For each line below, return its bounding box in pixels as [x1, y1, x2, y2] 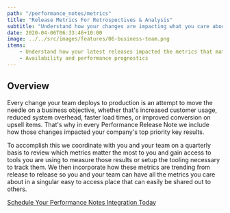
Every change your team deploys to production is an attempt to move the [7, 98, 214, 106]
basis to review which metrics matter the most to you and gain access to [7, 148, 212, 157]
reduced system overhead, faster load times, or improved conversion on [7, 113, 211, 121]
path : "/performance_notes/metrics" [7, 10, 112, 17]
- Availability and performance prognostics [19, 55, 149, 62]
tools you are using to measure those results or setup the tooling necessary [7, 155, 220, 164]
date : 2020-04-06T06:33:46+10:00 [7, 29, 103, 36]
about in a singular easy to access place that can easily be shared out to [7, 177, 211, 186]
